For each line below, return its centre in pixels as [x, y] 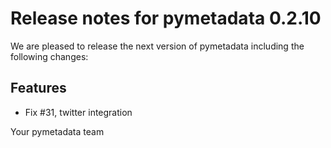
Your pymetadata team [57, 131]
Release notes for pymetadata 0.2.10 [166, 18]
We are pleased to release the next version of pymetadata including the [157, 46]
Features [38, 88]
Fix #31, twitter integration [78, 112]
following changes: [49, 56]
